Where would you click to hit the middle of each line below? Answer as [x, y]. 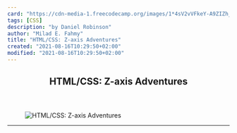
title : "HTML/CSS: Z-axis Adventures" [64, 40]
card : [15, 14]
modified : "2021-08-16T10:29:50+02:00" [66, 53]
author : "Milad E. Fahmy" [45, 33]
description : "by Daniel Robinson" [60, 27]
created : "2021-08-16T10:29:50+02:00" [64, 46]
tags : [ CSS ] [25, 20]
